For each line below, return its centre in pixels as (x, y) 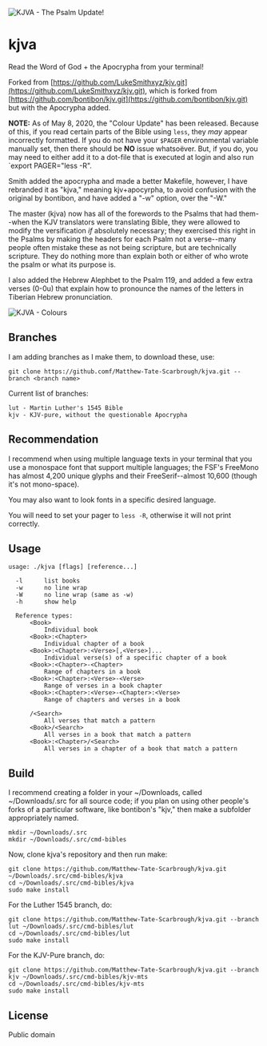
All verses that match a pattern (100, 721)
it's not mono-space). (44, 484)
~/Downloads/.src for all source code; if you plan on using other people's (129, 801)
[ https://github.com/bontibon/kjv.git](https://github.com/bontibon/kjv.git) (128, 99)
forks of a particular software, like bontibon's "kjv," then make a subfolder (130, 809)
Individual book (71, 630)
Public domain (32, 1034)
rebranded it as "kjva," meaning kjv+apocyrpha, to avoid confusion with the (132, 189)
